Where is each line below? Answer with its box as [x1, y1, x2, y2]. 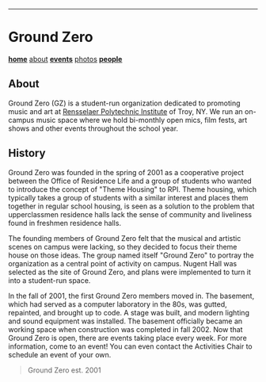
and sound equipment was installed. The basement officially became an [8, 316, 243, 326]
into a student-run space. [8, 275, 91, 285]
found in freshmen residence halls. [8, 218, 121, 227]
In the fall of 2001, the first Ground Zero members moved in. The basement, [8, 291, 255, 300]
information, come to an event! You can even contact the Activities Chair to [8, 342, 253, 351]
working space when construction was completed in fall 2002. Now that [8, 324, 243, 334]
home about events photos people [8, 54, 123, 63]
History [8, 147, 46, 160]
